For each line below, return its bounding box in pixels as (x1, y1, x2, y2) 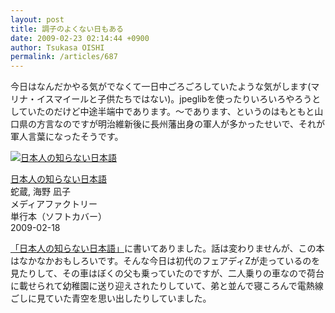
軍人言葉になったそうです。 (10, 131, 124, 143)
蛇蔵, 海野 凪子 (10, 186, 71, 198)
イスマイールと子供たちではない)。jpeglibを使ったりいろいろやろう (36, 93, 313, 105)
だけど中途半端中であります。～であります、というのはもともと (53, 106, 315, 118)
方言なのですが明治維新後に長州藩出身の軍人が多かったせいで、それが (36, 118, 326, 130)
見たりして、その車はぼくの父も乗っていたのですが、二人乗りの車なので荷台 (10, 267, 325, 280)
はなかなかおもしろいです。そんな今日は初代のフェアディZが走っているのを (10, 255, 321, 267)
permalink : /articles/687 (10, 52, 118, 62)
